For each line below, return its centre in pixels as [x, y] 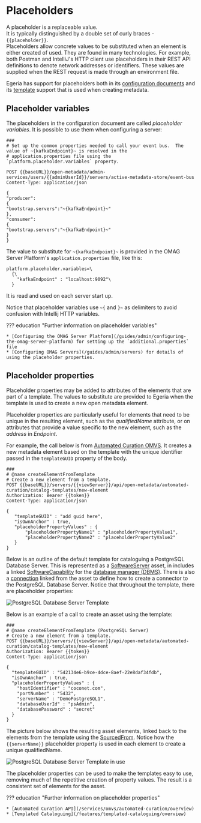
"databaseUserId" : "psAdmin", [56, 704]
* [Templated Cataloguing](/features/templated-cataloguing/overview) [96, 814]
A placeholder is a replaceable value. [52, 27]
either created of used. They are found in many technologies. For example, [98, 52]
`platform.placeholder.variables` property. [63, 161]
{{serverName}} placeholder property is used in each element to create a [96, 743]
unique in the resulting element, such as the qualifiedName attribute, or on [98, 421]
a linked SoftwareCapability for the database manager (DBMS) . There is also [100, 571]
